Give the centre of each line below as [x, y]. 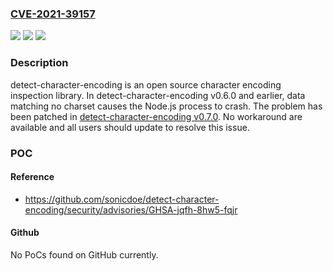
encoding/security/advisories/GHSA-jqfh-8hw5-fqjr [131, 209]
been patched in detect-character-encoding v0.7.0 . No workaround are [156, 116]
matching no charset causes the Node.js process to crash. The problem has [166, 106]
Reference [32, 177]
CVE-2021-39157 [53, 14]
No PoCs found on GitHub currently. [84, 254]
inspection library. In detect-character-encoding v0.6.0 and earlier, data [158, 95]
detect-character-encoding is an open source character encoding [146, 84]
